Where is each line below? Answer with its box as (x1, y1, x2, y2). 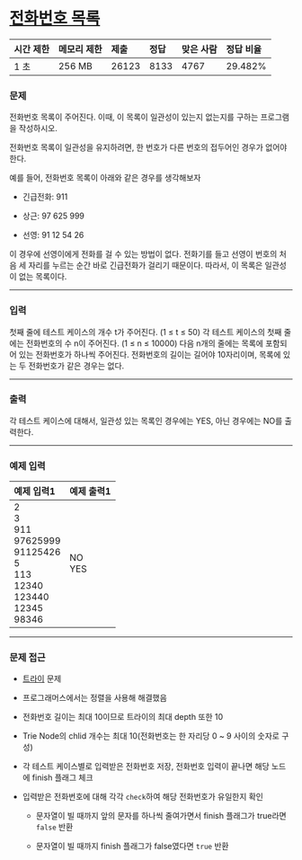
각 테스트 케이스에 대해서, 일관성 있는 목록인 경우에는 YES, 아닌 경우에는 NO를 (9, 415, 283, 426)
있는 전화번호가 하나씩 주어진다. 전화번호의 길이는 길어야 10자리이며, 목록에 (18, 349, 281, 359)
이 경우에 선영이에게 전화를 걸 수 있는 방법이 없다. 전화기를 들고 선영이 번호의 (9, 249, 278, 260)
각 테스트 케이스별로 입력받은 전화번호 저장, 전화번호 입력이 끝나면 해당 (22, 761, 270, 772)
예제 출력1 (69, 485, 111, 498)
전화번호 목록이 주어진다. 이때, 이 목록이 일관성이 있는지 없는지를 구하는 (9, 111, 259, 122)
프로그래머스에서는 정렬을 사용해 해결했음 (22, 693, 168, 704)
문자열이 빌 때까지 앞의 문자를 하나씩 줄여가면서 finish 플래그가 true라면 (35, 811, 287, 821)
